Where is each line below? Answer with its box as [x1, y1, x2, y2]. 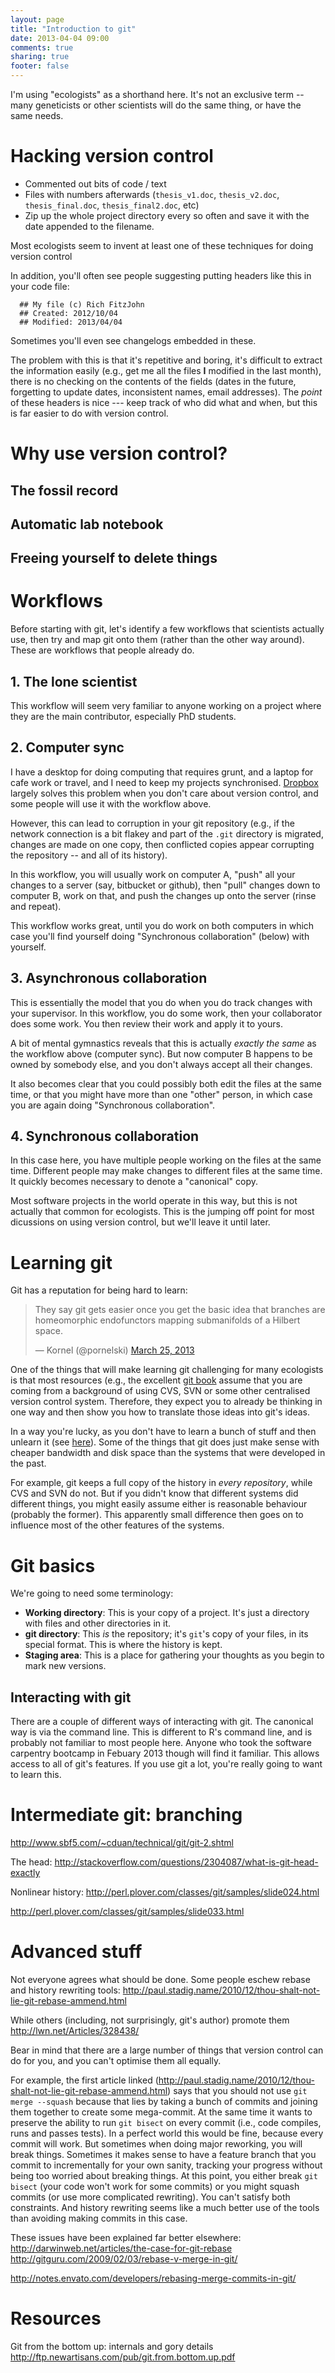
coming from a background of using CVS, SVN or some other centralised [10, 1385, 311, 1397]
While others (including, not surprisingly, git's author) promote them [10, 2014, 290, 2026]
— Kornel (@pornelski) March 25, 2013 [34, 1344, 195, 1356]
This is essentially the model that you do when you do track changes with [10, 996, 313, 1008]
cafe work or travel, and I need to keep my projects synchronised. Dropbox [10, 776, 319, 788]
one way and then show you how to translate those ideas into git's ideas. [10, 1406, 310, 1418]
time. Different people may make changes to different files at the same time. [10, 1165, 323, 1177]
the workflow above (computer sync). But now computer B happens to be [10, 1047, 313, 1060]
